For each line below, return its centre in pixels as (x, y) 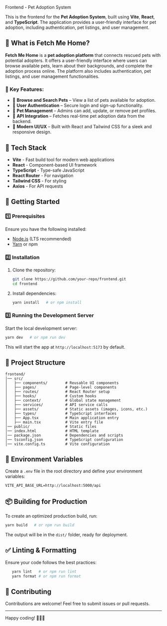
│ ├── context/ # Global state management (63, 400)
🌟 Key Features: (25, 89)
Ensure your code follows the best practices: (51, 562)
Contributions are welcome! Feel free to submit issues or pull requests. (78, 604)
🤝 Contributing (28, 591)
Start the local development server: (41, 328)
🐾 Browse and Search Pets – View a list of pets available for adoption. (84, 100)
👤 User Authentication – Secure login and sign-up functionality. (78, 105)
